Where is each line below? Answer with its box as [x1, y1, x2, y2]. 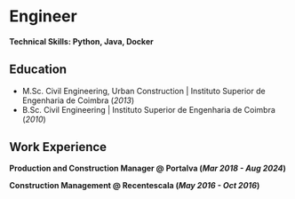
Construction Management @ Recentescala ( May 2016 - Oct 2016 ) [9, 180, 260, 191]
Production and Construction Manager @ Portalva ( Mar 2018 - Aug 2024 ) [9, 163, 287, 174]
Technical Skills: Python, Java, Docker [9, 36, 154, 46]
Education [9, 62, 68, 77]
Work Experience [9, 139, 108, 155]
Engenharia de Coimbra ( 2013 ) [21, 95, 135, 106]
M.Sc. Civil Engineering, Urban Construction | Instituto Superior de [21, 85, 266, 96]
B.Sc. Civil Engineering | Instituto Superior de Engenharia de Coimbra [21, 104, 275, 115]
